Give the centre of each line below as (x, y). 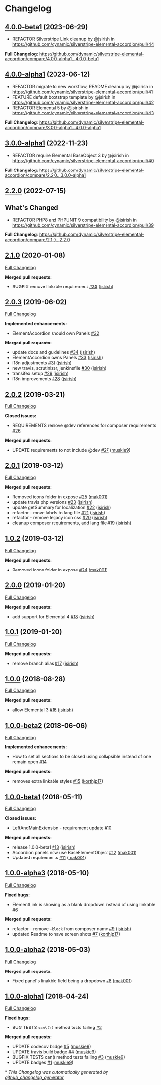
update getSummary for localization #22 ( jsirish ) (62, 507)
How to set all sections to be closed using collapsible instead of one (81, 757)
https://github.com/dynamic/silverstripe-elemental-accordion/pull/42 (83, 102)
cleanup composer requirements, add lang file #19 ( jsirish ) (72, 523)
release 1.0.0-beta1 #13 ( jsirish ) (44, 847)
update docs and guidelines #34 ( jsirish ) (54, 352)
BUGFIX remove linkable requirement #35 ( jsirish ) (63, 286)
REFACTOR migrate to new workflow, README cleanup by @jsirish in (82, 86)
